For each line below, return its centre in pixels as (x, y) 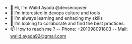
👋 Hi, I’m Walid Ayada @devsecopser (48, 8)
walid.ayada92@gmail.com (38, 36)
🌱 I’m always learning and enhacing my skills (56, 18)
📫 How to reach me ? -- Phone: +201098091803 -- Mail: (69, 29)
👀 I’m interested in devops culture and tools (55, 13)
